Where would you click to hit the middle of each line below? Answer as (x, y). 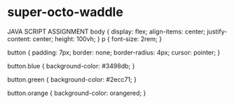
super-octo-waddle (66, 12)
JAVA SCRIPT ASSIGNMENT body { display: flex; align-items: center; (106, 31)
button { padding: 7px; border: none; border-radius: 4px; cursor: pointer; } (114, 52)
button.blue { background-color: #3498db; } (71, 66)
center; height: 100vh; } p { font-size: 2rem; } (97, 38)
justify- (217, 31)
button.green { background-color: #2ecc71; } (72, 79)
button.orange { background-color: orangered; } (77, 93)
